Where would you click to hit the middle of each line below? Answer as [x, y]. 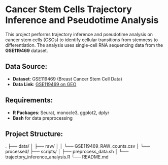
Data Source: [26, 66]
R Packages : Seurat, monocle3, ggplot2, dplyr [61, 113]
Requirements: [29, 100]
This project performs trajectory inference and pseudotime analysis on [79, 34]
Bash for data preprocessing [42, 118]
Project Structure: [34, 134]
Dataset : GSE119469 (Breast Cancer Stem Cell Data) [68, 79]
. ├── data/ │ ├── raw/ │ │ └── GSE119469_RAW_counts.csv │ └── [78, 146]
